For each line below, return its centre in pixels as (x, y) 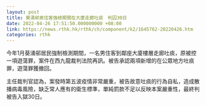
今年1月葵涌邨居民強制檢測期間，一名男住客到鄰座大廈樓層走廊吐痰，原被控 (101, 53)
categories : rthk (29, 35)
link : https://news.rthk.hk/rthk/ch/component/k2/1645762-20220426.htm (100, 29)
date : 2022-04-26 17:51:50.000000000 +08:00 (64, 23)
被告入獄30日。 (26, 97)
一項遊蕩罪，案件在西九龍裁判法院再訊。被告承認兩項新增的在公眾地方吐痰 (100, 61)
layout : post (23, 12)
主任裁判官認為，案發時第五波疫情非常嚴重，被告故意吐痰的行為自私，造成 (100, 81)
